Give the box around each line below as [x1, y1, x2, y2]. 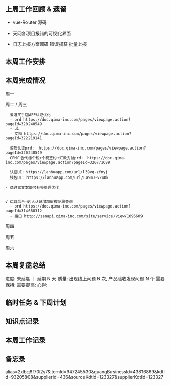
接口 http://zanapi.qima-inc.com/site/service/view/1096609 [14, 214, 143, 219]
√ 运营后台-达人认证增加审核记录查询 [5, 199, 73, 204]
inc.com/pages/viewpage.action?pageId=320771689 [5, 160, 110, 165]
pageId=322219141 [5, 136, 42, 141]
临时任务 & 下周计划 [5, 298, 67, 307]
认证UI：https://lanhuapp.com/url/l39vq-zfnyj [10, 170, 108, 175]
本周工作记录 [5, 336, 46, 344]
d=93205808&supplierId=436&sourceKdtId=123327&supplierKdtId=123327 [5, 374, 164, 380]
